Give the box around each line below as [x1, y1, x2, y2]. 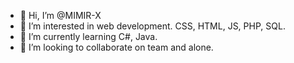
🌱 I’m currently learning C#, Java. [19, 31, 158, 42]
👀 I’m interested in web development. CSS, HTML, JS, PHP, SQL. [19, 20, 286, 32]
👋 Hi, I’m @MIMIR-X [19, 10, 102, 21]
